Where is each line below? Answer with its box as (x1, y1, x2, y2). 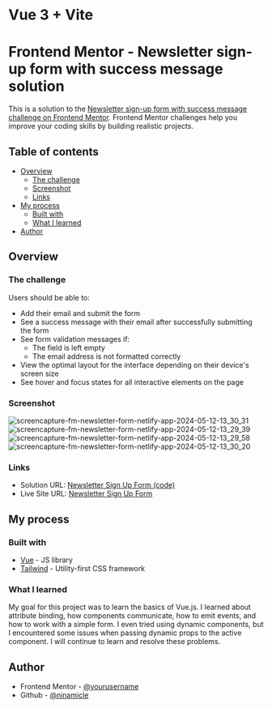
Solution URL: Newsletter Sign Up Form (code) (19, 480, 176, 490)
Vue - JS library (19, 555, 73, 565)
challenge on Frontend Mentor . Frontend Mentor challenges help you (8, 113, 237, 122)
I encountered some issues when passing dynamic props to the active (8, 628, 242, 638)
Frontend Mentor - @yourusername (19, 682, 139, 692)
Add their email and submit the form (19, 308, 141, 318)
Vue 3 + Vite (8, 6, 94, 24)
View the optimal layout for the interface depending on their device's (19, 360, 249, 369)
